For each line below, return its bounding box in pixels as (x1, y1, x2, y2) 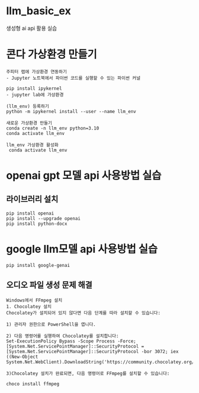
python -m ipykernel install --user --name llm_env (6, 108, 136, 114)
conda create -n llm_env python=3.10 (6, 125, 99, 131)
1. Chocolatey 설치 (6, 303, 52, 310)
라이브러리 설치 (6, 194, 59, 205)
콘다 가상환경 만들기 (6, 48, 98, 61)
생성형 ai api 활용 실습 (6, 24, 57, 32)
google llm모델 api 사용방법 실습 (6, 243, 158, 256)
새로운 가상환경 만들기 (6, 120, 52, 126)
